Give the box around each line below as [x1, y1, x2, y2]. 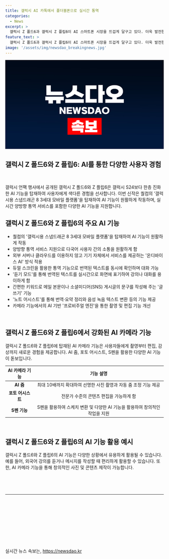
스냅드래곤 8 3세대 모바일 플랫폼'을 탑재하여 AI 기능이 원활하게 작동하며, [14, 197, 156, 203]
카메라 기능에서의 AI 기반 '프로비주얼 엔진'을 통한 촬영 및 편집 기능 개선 [12, 302, 151, 309]
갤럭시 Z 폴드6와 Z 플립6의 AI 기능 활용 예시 [5, 437, 133, 446]
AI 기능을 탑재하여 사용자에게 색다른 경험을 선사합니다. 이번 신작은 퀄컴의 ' [10, 191, 156, 197]
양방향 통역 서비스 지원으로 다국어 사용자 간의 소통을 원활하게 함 [12, 246, 137, 252]
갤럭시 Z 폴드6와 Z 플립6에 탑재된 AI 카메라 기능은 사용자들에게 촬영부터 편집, [5, 342, 157, 349]
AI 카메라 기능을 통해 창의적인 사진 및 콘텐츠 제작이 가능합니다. [12, 464, 134, 471]
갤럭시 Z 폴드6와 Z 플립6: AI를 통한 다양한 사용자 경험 [5, 160, 161, 168]
